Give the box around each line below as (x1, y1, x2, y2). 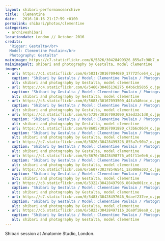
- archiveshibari (7, 30, 43, 35)
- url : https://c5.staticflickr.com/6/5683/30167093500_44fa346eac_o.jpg (7, 99, 162, 104)
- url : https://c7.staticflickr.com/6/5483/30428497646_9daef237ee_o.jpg (7, 194, 162, 199)
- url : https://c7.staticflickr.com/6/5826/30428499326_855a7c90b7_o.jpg (7, 139, 162, 145)
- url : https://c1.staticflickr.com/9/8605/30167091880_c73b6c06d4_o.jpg (7, 126, 162, 131)
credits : (5, 39, 23, 44)
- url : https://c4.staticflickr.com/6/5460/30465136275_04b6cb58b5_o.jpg (7, 84, 162, 90)
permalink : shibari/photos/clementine (5, 21, 84, 26)
